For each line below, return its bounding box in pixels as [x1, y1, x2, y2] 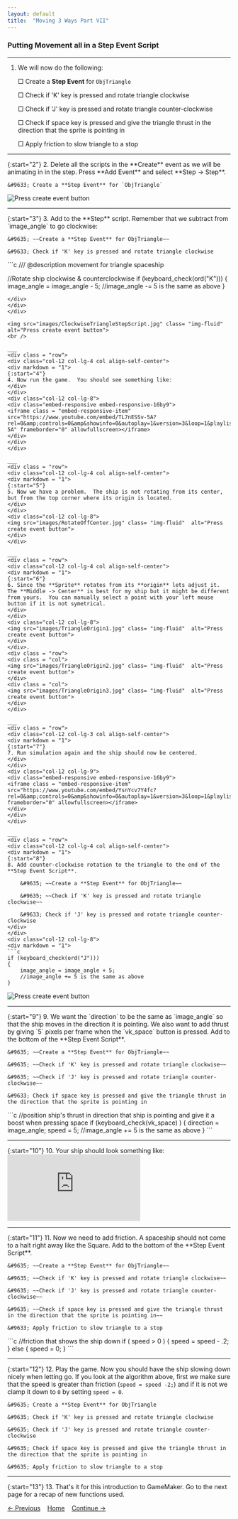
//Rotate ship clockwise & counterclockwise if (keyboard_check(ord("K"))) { [7, 274, 228, 283]
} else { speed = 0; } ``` [7, 1344, 74, 1353]
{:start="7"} [7, 743, 46, 750]
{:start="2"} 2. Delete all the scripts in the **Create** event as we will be [7, 160, 221, 168]
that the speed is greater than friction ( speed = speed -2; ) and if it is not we [7, 1380, 228, 1388]
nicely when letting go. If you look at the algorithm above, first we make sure [7, 1372, 231, 1380]
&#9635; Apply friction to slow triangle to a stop [7, 1463, 163, 1471]
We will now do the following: [17, 63, 104, 72]
